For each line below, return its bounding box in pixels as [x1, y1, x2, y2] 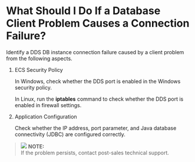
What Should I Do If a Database [6, 4, 161, 18]
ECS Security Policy [14, 66, 63, 73]
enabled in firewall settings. [14, 101, 82, 108]
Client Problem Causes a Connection [6, 16, 190, 30]
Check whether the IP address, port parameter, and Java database [14, 124, 177, 131]
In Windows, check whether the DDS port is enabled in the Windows [14, 78, 181, 85]
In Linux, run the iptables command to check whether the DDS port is [14, 95, 184, 103]
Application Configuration [14, 113, 78, 120]
